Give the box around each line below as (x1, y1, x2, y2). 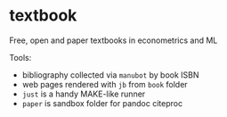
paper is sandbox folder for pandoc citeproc (21, 97, 183, 108)
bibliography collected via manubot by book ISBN (21, 69, 199, 80)
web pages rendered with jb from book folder (21, 79, 189, 89)
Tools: (9, 52, 32, 63)
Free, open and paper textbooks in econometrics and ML (9, 35, 218, 46)
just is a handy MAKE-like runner (21, 88, 146, 99)
